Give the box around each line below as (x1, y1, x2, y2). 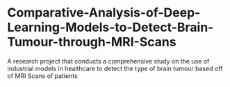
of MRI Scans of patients (7, 71, 78, 80)
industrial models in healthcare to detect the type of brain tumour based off (7, 64, 223, 72)
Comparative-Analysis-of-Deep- (7, 5, 201, 21)
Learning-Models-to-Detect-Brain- (7, 19, 214, 35)
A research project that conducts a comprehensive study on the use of (7, 57, 210, 65)
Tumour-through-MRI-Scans (7, 35, 176, 50)
